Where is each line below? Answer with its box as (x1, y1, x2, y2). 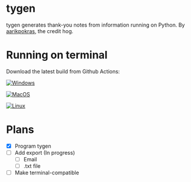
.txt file (23, 162, 41, 170)
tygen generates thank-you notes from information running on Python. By (6, 21, 185, 28)
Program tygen (14, 142, 51, 149)
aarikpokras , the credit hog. (6, 27, 74, 34)
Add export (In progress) (14, 149, 75, 156)
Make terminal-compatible (14, 169, 79, 176)
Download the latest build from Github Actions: (6, 67, 120, 75)
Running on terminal (6, 48, 108, 62)
